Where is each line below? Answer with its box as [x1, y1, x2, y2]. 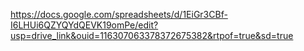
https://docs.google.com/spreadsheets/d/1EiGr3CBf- [10, 9, 228, 20]
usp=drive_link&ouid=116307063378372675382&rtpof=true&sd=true [10, 30, 294, 41]
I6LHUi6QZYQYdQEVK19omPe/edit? [10, 19, 159, 31]
